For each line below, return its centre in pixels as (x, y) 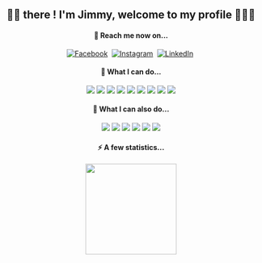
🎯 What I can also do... (131, 109)
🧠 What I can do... (131, 72)
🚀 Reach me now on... (131, 35)
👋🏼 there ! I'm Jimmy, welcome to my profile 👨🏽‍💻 (131, 15)
